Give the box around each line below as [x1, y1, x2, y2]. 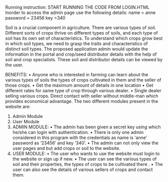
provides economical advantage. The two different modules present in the [5, 98, 158, 104]
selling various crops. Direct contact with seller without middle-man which [5, 93, 159, 99]
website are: [5, 104, 31, 109]
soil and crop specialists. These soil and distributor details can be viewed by [5, 57, 163, 62]
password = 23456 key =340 [5, 15, 66, 21]
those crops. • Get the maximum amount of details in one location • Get [5, 82, 154, 88]
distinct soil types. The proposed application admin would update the [5, 46, 148, 52]
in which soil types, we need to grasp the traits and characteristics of [5, 41, 148, 47]
